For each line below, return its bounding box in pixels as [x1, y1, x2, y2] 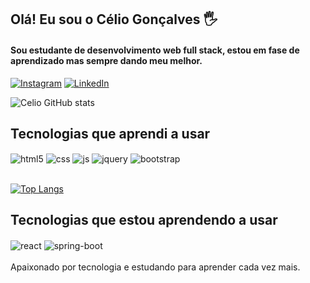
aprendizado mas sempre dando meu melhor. [10, 54, 203, 66]
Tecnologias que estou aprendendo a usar [10, 212, 278, 229]
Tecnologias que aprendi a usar [10, 125, 211, 142]
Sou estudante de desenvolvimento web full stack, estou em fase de [10, 44, 300, 56]
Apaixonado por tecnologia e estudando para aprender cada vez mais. [10, 261, 301, 273]
